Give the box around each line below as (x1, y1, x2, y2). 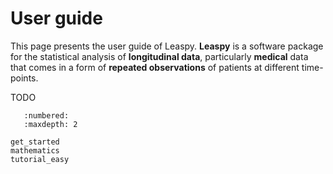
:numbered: (23, 110, 70, 121)
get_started (10, 137, 60, 147)
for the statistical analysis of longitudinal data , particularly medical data (10, 50, 309, 62)
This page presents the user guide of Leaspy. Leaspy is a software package (10, 40, 324, 52)
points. (10, 72, 39, 84)
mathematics (10, 145, 60, 156)
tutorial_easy (10, 154, 70, 164)
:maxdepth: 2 (23, 119, 78, 129)
